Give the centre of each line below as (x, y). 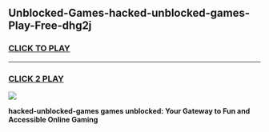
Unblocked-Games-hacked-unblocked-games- (129, 13)
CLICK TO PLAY (39, 49)
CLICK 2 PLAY (36, 78)
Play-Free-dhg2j (50, 26)
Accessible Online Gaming (53, 119)
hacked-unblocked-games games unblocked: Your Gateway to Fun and (129, 110)
